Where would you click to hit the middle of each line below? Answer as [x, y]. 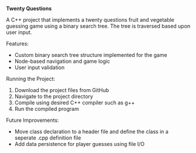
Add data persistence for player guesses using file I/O [80, 144]
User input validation [39, 67]
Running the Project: [31, 79]
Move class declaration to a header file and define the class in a [91, 132]
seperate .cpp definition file [48, 138]
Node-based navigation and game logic [62, 61]
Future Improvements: [33, 120]
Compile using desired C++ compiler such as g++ [75, 103]
